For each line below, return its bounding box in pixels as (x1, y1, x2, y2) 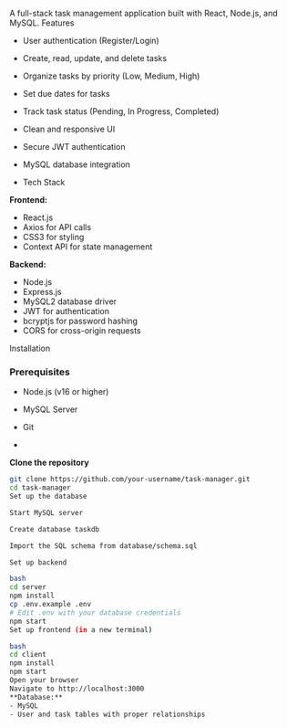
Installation (9, 343, 51, 353)
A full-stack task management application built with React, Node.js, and (9, 8, 278, 18)
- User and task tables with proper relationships (9, 710, 206, 719)
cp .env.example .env (9, 600, 92, 609)
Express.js (22, 287, 62, 297)
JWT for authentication (22, 306, 109, 316)
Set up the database (9, 492, 88, 501)
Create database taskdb (9, 524, 100, 533)
